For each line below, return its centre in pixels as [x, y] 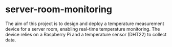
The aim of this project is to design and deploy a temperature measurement [85, 24]
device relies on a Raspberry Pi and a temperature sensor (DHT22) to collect [86, 34]
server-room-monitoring [59, 9]
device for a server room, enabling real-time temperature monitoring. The [83, 29]
